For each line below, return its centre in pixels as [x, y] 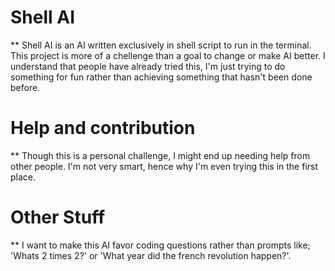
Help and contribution [103, 128]
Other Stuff [58, 217]
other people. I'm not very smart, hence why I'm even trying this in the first [164, 166]
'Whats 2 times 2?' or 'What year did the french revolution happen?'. [151, 255]
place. [23, 177]
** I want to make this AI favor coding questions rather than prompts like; [160, 245]
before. [25, 87]
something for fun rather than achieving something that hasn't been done [161, 77]
